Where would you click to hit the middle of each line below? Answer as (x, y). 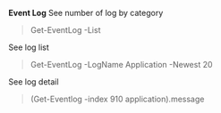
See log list (29, 47)
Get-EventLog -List (65, 30)
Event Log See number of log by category (86, 13)
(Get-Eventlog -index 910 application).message (117, 99)
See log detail (34, 82)
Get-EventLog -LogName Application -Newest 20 (121, 65)
